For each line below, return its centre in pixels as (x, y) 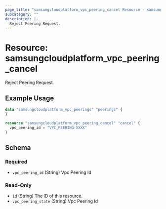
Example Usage (30, 98)
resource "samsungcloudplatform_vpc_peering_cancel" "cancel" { (73, 123)
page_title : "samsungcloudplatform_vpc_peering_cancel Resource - (75, 10)
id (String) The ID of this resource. (47, 196)
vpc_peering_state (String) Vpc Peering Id (55, 201)
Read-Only (19, 185)
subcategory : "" (22, 14)
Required (16, 162)
